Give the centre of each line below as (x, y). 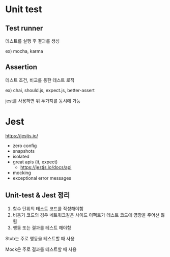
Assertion (21, 67)
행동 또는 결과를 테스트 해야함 (42, 227)
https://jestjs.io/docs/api (46, 167)
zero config (25, 146)
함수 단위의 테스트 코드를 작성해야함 (48, 208)
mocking (22, 173)
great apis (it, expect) (35, 162)
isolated (21, 156)
